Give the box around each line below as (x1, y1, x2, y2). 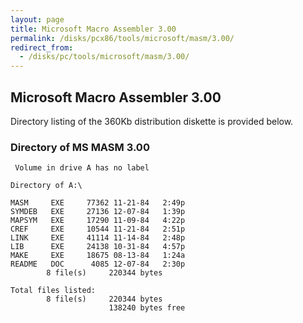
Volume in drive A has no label (14, 163, 150, 173)
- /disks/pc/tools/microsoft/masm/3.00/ (19, 52, 190, 62)
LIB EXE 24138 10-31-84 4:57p (10, 242, 186, 252)
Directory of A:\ (10, 181, 83, 191)
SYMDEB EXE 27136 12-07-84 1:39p (10, 207, 186, 217)
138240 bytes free (108, 303, 186, 313)
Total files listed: (10, 286, 97, 296)
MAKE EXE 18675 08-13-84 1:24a (10, 251, 186, 261)
